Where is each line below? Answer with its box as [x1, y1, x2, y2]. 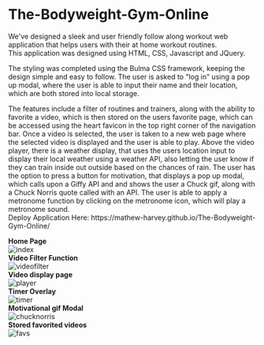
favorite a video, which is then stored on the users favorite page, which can [8, 112, 254, 121]
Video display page [8, 269, 73, 279]
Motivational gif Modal [8, 303, 84, 313]
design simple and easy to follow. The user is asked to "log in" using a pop [8, 72, 251, 81]
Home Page [8, 236, 47, 246]
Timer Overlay [8, 286, 57, 296]
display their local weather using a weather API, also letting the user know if [8, 154, 255, 163]
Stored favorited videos [8, 320, 87, 329]
